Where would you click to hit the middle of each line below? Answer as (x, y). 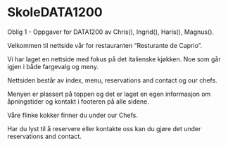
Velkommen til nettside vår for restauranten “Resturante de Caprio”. (105, 45)
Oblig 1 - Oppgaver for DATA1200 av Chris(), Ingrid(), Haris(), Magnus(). (111, 32)
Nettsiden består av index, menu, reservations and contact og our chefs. (113, 80)
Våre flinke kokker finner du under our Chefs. (73, 115)
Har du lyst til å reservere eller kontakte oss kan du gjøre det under (104, 128)
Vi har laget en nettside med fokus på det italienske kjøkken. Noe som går (114, 59)
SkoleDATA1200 (55, 12)
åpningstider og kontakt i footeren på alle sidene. (78, 101)
